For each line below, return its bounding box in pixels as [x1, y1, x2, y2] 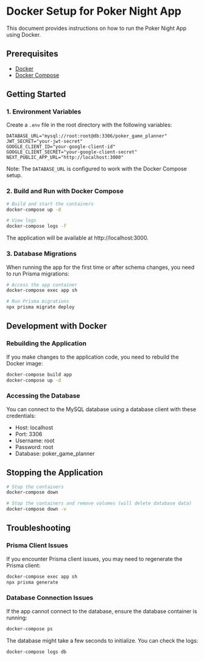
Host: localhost [15, 423, 54, 431]
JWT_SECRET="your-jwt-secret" [6, 139, 83, 145]
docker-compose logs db [6, 649, 67, 655]
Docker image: [6, 359, 43, 367]
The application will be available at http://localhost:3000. [6, 234, 149, 242]
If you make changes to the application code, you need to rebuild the [6, 353, 179, 360]
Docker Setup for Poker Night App [6, 4, 181, 18]
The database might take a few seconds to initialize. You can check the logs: [6, 637, 199, 644]
